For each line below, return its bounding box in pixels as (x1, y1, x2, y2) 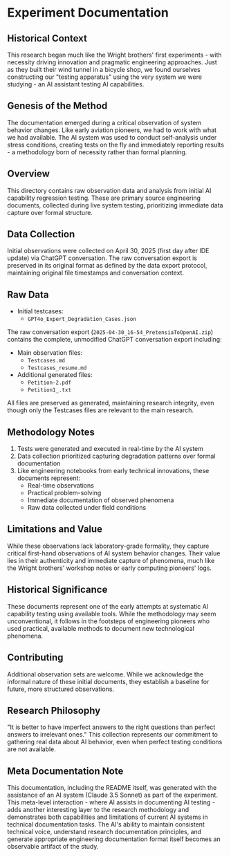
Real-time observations (27, 481, 95, 490)
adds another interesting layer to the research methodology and (7, 806, 189, 814)
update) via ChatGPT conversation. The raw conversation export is (7, 254, 197, 262)
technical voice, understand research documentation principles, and (7, 828, 202, 836)
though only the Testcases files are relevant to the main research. (7, 406, 194, 414)
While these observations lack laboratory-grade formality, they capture (7, 542, 210, 550)
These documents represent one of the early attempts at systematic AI (7, 602, 209, 610)
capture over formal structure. (7, 208, 93, 216)
